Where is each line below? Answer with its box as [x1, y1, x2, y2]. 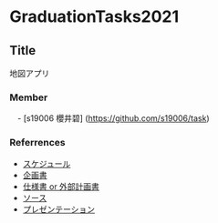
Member [9, 91, 48, 104]
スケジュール [22, 157, 71, 169]
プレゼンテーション [22, 203, 96, 215]
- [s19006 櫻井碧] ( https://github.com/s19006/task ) [16, 113, 210, 124]
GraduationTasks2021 [9, 6, 180, 27]
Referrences [9, 137, 66, 149]
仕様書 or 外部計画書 [22, 180, 100, 192]
